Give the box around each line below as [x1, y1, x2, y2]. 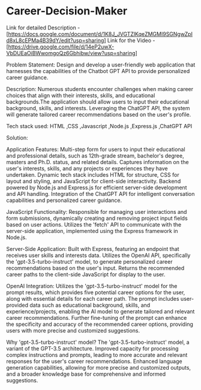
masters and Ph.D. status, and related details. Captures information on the [6, 158, 189, 165]
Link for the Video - [107, 37, 155, 44]
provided [6, 301, 29, 309]
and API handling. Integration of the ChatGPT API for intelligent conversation [6, 190, 195, 197]
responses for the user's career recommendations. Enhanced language [6, 358, 182, 365]
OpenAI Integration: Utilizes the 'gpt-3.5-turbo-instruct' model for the [6, 282, 178, 289]
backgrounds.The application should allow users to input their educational [6, 98, 189, 105]
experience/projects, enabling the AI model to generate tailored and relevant [6, 307, 195, 315]
